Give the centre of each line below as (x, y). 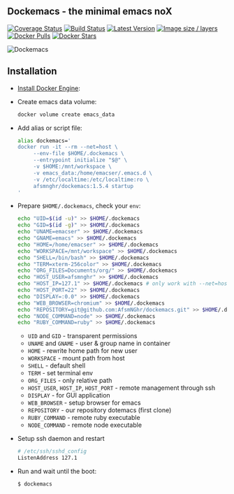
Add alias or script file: (50, 128)
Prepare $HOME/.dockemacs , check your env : (79, 206)
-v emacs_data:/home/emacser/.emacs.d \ (93, 173)
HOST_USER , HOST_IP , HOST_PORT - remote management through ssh (121, 388)
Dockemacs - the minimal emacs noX (90, 12)
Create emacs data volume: (57, 101)
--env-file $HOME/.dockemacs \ (79, 154)
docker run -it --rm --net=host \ (67, 147)
